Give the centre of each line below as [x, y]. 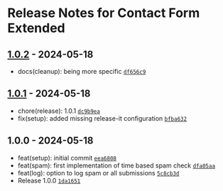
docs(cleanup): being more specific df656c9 [82, 71]
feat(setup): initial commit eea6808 [67, 158]
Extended [36, 28]
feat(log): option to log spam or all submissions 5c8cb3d [98, 173]
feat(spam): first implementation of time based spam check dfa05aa [116, 165]
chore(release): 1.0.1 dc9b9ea [59, 111]
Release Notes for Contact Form [104, 13]
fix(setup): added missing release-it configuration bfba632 [102, 118]
